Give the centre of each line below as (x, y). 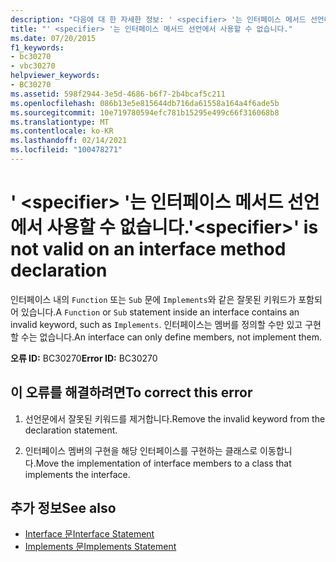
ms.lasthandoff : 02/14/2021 (69, 141)
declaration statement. (71, 430)
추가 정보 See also (63, 508)
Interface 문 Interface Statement (89, 534)
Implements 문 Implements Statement (100, 547)
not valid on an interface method (148, 249)
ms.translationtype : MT (60, 122)
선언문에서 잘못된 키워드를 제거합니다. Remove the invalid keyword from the (175, 418)
